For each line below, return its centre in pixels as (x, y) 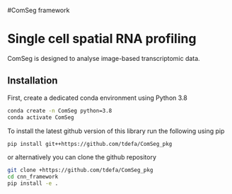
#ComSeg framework (39, 10)
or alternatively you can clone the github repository (82, 157)
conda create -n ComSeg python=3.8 (60, 110)
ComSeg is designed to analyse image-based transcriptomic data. (104, 58)
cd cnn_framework (33, 177)
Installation (33, 81)
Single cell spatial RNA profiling (102, 39)
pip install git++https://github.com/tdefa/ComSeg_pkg (90, 144)
